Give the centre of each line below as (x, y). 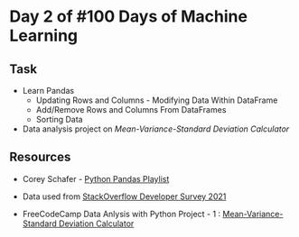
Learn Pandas (48, 91)
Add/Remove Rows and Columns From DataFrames (131, 109)
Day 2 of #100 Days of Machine (129, 17)
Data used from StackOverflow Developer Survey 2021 (124, 196)
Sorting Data (59, 119)
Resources (40, 157)
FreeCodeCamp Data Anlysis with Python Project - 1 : (121, 214)
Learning (44, 36)
